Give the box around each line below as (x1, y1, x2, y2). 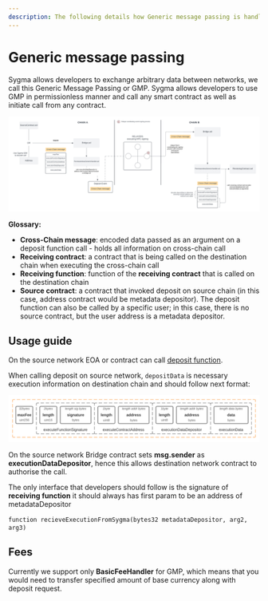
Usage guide (8, 334, 73, 347)
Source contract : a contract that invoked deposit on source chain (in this (19, 286, 260, 295)
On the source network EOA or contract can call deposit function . (8, 355, 223, 365)
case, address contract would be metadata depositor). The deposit (19, 294, 240, 303)
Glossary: (8, 219, 41, 229)
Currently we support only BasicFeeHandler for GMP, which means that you (8, 567, 259, 576)
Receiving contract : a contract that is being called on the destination (19, 251, 247, 261)
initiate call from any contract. (8, 100, 106, 109)
